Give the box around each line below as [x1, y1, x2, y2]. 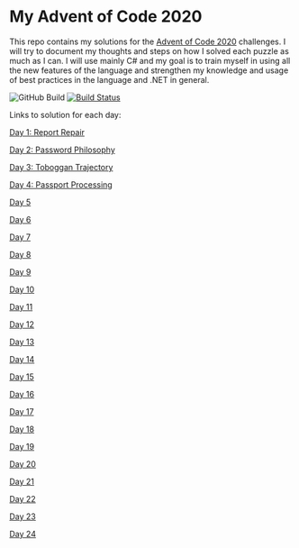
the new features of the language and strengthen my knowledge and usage [9, 65, 289, 76]
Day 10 [9, 284, 35, 295]
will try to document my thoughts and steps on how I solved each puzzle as [9, 45, 290, 56]
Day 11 [9, 301, 33, 312]
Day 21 [9, 476, 34, 487]
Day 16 [9, 388, 34, 399]
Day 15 [9, 371, 34, 382]
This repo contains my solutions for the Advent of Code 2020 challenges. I [9, 36, 286, 47]
